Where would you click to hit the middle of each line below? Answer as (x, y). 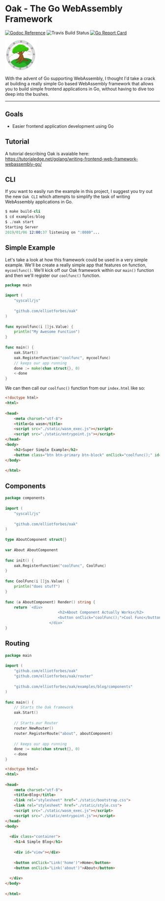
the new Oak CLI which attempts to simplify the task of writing (68, 197)
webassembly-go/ (23, 164)
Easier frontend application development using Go (63, 126)
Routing (17, 644)
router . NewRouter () (34, 728)
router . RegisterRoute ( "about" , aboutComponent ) (63, 733)
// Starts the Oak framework (44, 708)
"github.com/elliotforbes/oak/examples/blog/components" (73, 686)
